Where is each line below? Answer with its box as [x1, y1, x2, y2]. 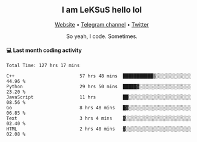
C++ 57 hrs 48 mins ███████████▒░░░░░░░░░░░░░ [6, 73, 191, 79]
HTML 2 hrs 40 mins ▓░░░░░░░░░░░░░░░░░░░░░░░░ [6, 126, 191, 132]
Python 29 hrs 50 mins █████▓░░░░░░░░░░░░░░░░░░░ [6, 84, 191, 90]
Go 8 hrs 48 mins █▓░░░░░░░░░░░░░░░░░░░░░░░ [6, 105, 191, 111]
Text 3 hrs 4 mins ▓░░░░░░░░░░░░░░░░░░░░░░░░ [6, 115, 191, 121]
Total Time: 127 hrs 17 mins [6, 63, 80, 69]
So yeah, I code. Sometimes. [66, 33, 138, 40]
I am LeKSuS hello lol [61, 5, 142, 15]
